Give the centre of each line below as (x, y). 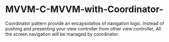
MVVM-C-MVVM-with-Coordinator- (84, 9)
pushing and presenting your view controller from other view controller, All (83, 28)
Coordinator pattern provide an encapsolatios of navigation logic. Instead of (85, 23)
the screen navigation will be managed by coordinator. (62, 34)
